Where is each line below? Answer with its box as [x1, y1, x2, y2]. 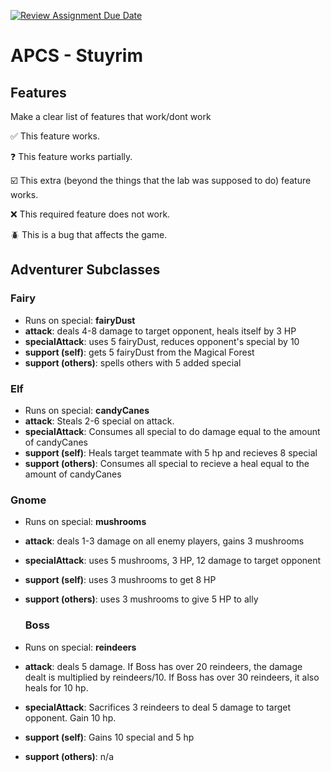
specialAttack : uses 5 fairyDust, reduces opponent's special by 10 [24, 335, 300, 347]
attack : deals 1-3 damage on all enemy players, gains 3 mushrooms [24, 535, 305, 547]
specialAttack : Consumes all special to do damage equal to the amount [24, 425, 321, 437]
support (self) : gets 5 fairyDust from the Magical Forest [24, 346, 255, 358]
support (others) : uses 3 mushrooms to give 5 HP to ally [24, 593, 259, 605]
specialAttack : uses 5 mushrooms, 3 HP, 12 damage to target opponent [24, 555, 322, 567]
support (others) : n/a [24, 750, 114, 762]
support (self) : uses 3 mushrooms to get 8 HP [24, 574, 217, 586]
